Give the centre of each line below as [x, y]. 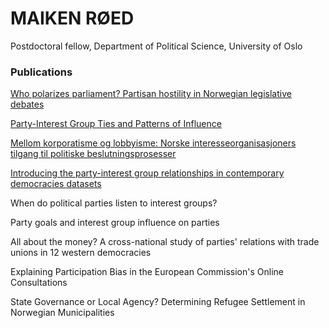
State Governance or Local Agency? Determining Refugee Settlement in [158, 302]
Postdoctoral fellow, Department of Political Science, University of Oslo [156, 46]
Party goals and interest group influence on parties [115, 223]
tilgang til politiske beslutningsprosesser [93, 154]
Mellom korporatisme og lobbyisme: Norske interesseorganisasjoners [153, 143]
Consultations [39, 283]
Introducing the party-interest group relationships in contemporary [147, 173]
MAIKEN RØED [72, 18]
